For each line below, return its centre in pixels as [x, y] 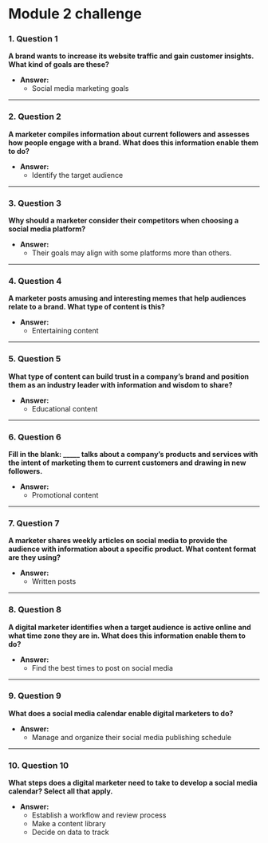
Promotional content [65, 494]
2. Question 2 [35, 116]
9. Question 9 [35, 696]
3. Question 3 [35, 203]
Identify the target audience [77, 175]
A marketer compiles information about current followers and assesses [129, 134]
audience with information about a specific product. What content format [132, 549]
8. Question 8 [35, 609]
